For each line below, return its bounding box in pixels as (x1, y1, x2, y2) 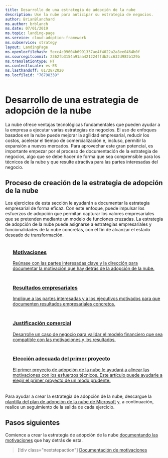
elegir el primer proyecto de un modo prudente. (12, 377, 111, 383)
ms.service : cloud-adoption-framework (5, 36, 86, 41)
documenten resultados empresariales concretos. (12, 301, 115, 307)
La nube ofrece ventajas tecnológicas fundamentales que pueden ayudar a (5, 121, 160, 127)
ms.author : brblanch (5, 21, 49, 27)
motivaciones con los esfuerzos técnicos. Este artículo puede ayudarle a (12, 372, 163, 378)
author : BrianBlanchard (5, 17, 55, 22)
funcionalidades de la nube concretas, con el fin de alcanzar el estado (5, 226, 150, 232)
